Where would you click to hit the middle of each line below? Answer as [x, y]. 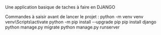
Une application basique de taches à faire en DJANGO [60, 7]
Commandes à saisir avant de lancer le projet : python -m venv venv [74, 17]
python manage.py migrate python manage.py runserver [62, 27]
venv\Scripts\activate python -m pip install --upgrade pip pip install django [81, 22]
